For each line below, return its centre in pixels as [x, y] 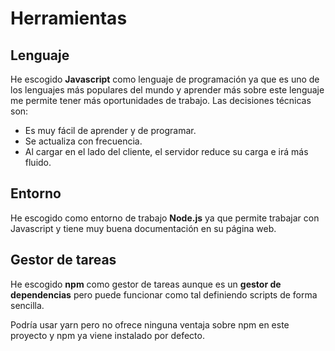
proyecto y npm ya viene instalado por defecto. [107, 335]
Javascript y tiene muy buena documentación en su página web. [143, 228]
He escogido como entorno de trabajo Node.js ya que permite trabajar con [165, 218]
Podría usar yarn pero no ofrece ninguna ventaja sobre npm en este [150, 324]
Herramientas [69, 18]
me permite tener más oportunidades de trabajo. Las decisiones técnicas [161, 100]
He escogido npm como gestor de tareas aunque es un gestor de [146, 284]
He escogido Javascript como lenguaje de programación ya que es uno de [165, 79]
